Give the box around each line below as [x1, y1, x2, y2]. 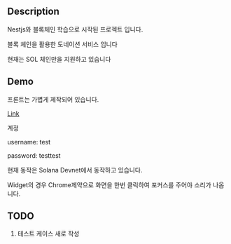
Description [7, 6, 59, 18]
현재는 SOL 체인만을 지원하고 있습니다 [7, 55, 111, 63]
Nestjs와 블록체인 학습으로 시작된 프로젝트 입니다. [7, 25, 143, 34]
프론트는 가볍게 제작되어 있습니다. [7, 95, 99, 104]
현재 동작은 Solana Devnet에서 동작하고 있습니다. [7, 165, 143, 174]
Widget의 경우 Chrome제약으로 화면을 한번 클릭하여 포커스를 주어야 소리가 [7, 180, 211, 189]
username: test [7, 137, 51, 146]
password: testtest [7, 151, 61, 160]
